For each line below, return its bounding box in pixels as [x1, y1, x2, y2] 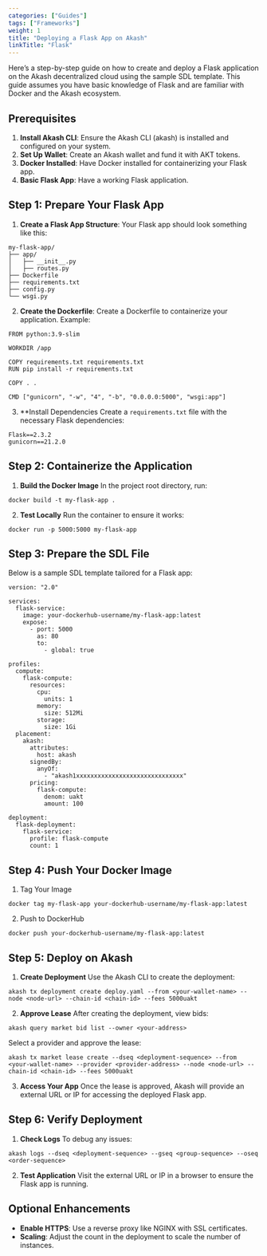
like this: [19, 228, 48, 238]
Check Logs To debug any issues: [19, 1134, 133, 1144]
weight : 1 [8, 26, 41, 34]
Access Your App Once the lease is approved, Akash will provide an [19, 1081, 245, 1091]
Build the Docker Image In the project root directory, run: [19, 480, 208, 490]
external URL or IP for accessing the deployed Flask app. [19, 1090, 207, 1099]
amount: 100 [43, 800, 84, 808]
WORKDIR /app [8, 344, 52, 352]
